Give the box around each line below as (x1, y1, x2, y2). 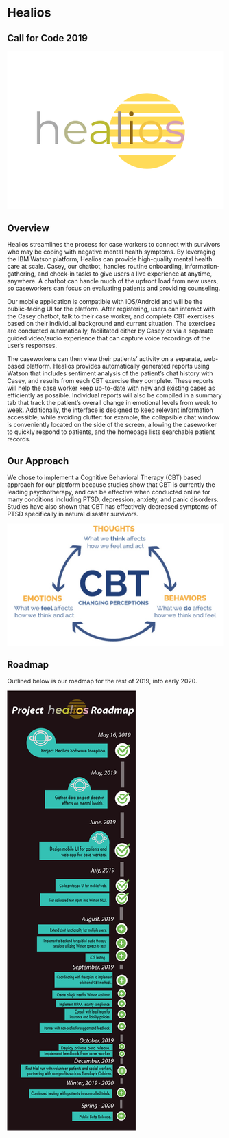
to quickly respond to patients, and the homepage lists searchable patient (7, 428, 215, 436)
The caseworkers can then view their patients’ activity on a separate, (7, 355, 202, 363)
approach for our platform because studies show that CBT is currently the (7, 481, 215, 489)
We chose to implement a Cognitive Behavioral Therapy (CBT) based (7, 473, 202, 482)
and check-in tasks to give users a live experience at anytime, (37, 270, 213, 278)
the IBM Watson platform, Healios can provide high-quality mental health (7, 255, 213, 263)
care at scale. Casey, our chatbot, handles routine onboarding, (7, 263, 184, 271)
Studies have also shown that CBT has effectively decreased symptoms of (7, 503, 217, 511)
